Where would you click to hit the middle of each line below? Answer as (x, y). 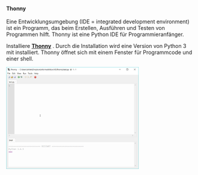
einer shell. (20, 59)
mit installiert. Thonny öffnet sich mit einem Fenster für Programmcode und (99, 52)
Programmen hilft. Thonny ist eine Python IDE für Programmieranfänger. (95, 34)
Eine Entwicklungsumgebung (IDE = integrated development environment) (98, 22)
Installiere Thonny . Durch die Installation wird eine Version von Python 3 (96, 46)
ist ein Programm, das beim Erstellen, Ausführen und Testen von (85, 28)
